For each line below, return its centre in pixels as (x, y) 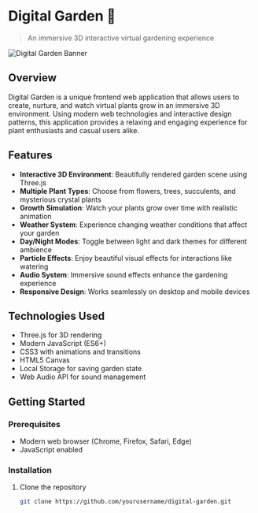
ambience (36, 249)
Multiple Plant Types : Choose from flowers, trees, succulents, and (127, 191)
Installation (30, 470)
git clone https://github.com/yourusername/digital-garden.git (125, 502)
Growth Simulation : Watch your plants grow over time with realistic (129, 207)
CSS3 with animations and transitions (80, 352)
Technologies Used (56, 316)
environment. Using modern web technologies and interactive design (120, 113)
